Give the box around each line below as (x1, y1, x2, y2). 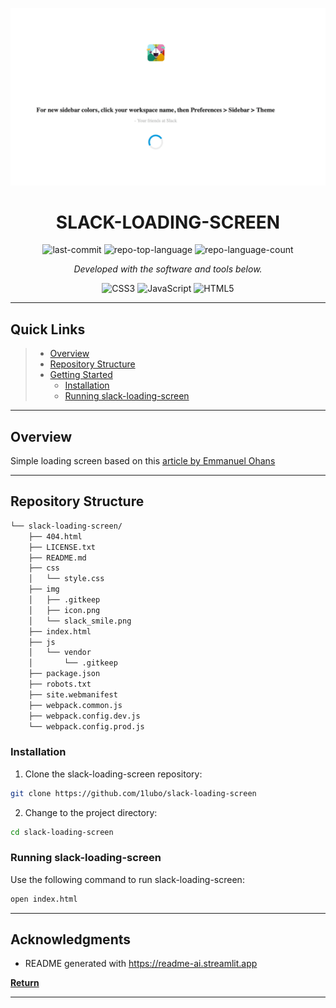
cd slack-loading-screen (10, 827, 114, 837)
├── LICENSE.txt (28, 542, 97, 552)
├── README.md (28, 553, 87, 563)
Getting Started (49, 369, 113, 381)
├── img (28, 584, 60, 595)
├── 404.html (28, 531, 83, 542)
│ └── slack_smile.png (28, 616, 132, 626)
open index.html (10, 894, 78, 904)
